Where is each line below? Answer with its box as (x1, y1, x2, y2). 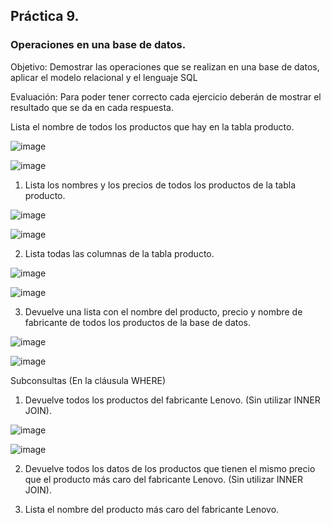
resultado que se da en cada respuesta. (10, 101, 174, 113)
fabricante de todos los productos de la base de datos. (24, 316, 252, 328)
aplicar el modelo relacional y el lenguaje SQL (10, 71, 198, 83)
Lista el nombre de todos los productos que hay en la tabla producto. (10, 120, 295, 133)
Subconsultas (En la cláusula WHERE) (10, 374, 167, 386)
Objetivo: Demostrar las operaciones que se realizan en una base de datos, (10, 60, 320, 73)
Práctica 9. (10, 8, 80, 25)
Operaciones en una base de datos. (10, 38, 187, 52)
